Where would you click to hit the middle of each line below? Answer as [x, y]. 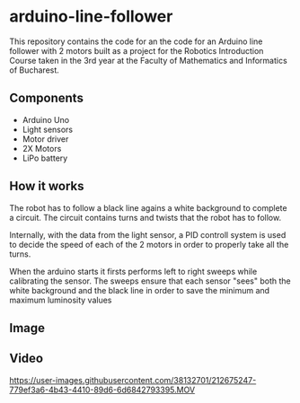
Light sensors [48, 129]
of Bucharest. [35, 70]
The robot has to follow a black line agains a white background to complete [148, 207]
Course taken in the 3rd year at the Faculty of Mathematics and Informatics [148, 60]
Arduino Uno [46, 119]
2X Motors [42, 148]
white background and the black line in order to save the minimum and [140, 290]
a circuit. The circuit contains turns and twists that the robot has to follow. [145, 217]
